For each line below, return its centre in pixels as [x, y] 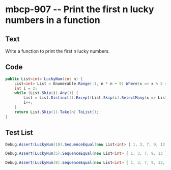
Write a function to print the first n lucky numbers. [58, 51]
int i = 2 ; [26, 88]
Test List [19, 133]
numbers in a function [53, 20]
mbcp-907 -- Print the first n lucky [80, 9]
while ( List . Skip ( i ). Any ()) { [47, 93]
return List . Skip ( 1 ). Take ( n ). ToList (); [57, 112]
